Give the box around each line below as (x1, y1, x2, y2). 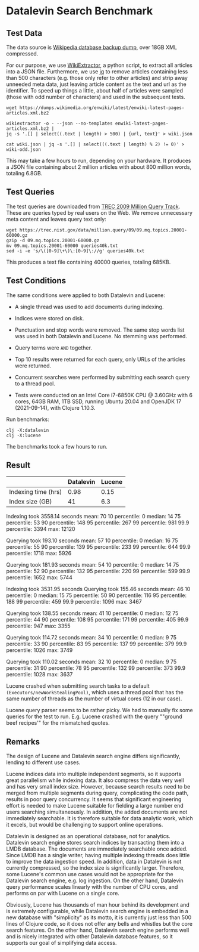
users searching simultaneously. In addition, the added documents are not (6, 808, 188, 815)
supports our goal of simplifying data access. (6, 939, 117, 947)
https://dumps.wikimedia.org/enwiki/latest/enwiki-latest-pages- (19, 105, 185, 111)
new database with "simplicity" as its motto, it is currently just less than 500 (6, 914, 192, 921)
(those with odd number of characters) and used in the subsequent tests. (6, 94, 185, 100)
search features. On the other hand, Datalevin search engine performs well (6, 926, 189, 934)
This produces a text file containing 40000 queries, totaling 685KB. (6, 258, 171, 265)
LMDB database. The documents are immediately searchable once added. (6, 845, 188, 852)
